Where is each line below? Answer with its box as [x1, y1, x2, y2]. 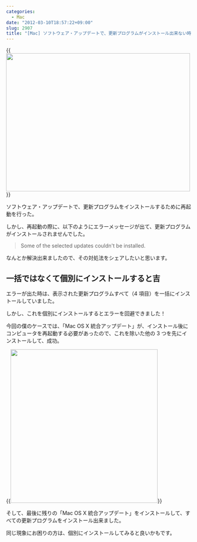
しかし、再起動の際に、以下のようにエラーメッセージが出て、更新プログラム [6, 223, 191, 230]
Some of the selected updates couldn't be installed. [20, 242, 146, 249]
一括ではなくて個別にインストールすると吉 [6, 273, 161, 283]
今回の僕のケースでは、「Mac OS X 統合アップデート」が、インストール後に [6, 322, 189, 329]
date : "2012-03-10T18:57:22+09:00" [6, 19, 94, 25]
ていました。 [26, 297, 58, 304]
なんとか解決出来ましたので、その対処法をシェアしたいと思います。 [6, 255, 171, 262]
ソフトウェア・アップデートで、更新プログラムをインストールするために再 [6, 203, 186, 210]
